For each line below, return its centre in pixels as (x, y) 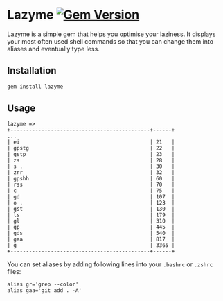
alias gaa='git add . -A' (44, 291)
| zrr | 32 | (91, 173)
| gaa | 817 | (91, 239)
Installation (32, 70)
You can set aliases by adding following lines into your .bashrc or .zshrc (110, 264)
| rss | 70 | (91, 185)
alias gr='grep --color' (43, 284)
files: (14, 272)
